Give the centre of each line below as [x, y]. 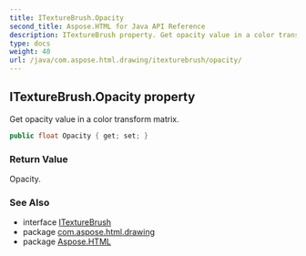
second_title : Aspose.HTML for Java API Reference [107, 26]
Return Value [39, 159]
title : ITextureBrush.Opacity [67, 18]
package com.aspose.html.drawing [89, 232]
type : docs [30, 43]
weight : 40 [30, 52]
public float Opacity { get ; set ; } [79, 136]
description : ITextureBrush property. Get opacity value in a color [142, 35]
